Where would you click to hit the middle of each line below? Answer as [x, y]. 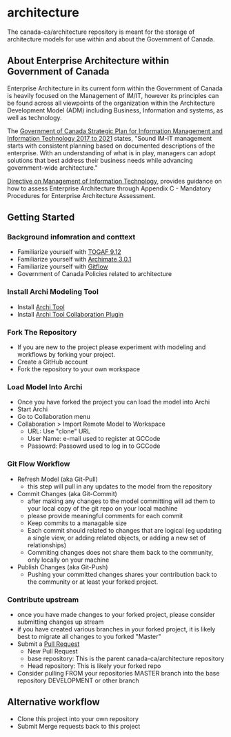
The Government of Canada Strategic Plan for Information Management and [115, 131]
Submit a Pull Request [48, 644]
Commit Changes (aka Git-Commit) [67, 493]
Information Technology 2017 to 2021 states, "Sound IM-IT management [110, 138]
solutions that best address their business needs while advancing [100, 160]
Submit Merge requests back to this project [79, 726]
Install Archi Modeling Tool [53, 292]
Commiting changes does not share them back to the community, [120, 552]
